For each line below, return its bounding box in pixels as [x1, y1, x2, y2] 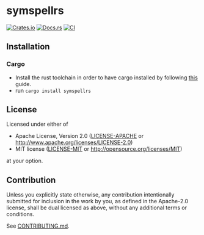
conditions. [6, 211, 35, 218]
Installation [6, 42, 50, 52]
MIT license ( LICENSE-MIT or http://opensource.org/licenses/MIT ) [15, 145, 183, 153]
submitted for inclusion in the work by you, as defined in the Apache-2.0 [6, 198, 188, 205]
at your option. [6, 157, 43, 165]
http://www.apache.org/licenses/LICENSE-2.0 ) [15, 139, 133, 146]
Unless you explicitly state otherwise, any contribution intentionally [6, 191, 175, 198]
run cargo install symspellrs [15, 87, 92, 94]
